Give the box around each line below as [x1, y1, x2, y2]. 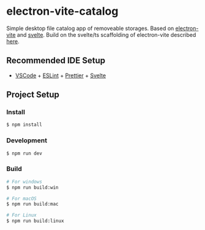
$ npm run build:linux [6, 218, 64, 224]
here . [6, 37, 20, 45]
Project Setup [6, 90, 60, 100]
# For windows [6, 178, 43, 185]
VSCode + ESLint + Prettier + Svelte [15, 72, 106, 79]
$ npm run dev [6, 150, 43, 156]
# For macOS [6, 195, 37, 202]
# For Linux [6, 212, 37, 218]
